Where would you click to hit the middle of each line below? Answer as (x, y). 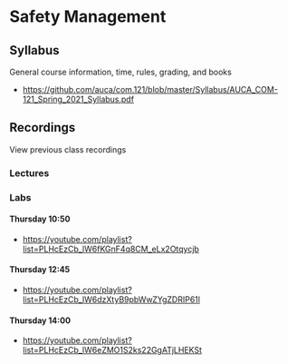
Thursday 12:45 (40, 270)
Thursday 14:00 (40, 320)
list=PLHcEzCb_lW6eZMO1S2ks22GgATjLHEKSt (112, 350)
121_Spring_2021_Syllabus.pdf (78, 99)
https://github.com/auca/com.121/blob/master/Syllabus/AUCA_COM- (150, 89)
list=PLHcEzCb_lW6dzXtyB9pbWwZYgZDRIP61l (111, 300)
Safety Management (88, 17)
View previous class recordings (68, 149)
